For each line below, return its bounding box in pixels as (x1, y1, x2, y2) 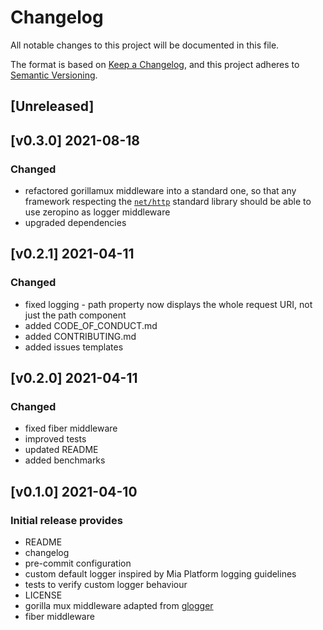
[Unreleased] (10, 98, 95, 115)
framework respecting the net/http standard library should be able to (24, 196, 312, 208)
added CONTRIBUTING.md (24, 330, 137, 342)
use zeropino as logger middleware (24, 206, 171, 218)
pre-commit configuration (24, 557, 132, 570)
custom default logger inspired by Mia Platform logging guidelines (24, 568, 297, 580)
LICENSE (24, 589, 63, 601)
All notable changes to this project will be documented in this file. (10, 39, 280, 51)
